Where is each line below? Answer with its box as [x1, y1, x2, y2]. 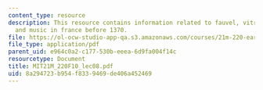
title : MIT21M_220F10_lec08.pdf [8, 63, 113, 70]
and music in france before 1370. [15, 26, 128, 34]
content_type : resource [8, 11, 86, 20]
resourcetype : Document [8, 56, 86, 63]
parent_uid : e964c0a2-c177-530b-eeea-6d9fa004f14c [8, 48, 177, 56]
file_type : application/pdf [8, 41, 100, 49]
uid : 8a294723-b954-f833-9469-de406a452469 [8, 70, 153, 77]
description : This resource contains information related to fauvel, [8, 19, 240, 27]
